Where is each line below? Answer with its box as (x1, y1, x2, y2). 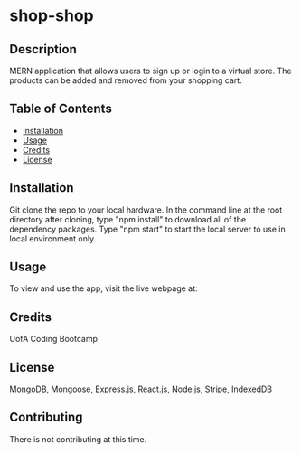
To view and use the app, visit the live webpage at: (9, 283, 198, 294)
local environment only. (9, 232, 97, 244)
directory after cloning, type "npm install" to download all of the (9, 213, 247, 224)
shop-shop (9, 5, 94, 26)
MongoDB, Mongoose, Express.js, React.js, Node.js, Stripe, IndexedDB (9, 383, 273, 394)
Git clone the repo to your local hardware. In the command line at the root (9, 204, 283, 215)
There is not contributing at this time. (9, 433, 147, 444)
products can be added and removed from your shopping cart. (9, 75, 242, 86)
